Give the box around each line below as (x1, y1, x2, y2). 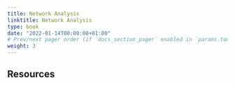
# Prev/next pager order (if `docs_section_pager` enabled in (7, 36, 192, 43)
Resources (7, 68, 55, 80)
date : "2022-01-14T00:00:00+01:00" (7, 29, 111, 37)
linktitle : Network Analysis (7, 17, 92, 24)
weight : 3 (7, 42, 36, 49)
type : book (7, 23, 39, 30)
